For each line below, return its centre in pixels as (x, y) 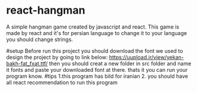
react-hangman (46, 10)
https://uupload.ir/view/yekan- (146, 57)
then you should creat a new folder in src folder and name (120, 64)
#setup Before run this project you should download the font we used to (95, 50)
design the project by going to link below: (57, 57)
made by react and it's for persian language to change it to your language (96, 33)
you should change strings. (40, 39)
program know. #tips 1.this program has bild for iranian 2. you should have (97, 76)
